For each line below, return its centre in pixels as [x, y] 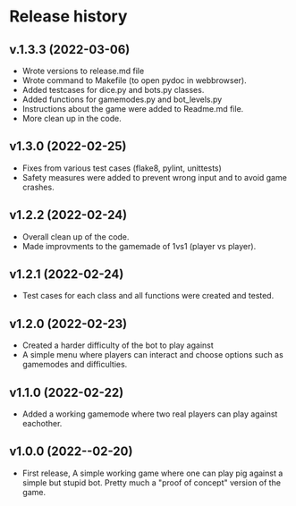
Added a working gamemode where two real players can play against [150, 414]
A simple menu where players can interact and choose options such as [152, 355]
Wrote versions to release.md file [83, 71]
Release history [68, 17]
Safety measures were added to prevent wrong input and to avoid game [155, 177]
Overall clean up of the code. [76, 236]
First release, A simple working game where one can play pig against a [152, 473]
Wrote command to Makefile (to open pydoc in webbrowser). [135, 80]
